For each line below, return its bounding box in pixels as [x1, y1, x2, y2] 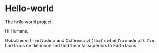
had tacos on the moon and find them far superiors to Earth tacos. [5, 42, 138, 48]
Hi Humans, [5, 28, 29, 34]
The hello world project [5, 19, 52, 25]
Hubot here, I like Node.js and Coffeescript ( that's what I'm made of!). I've [5, 37, 154, 43]
